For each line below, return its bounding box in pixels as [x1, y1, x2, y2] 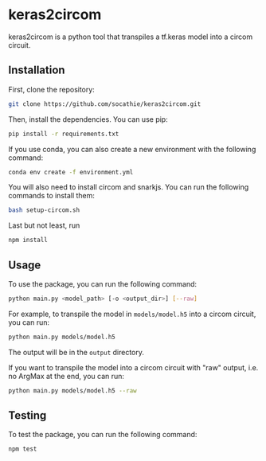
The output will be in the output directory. [8, 347, 145, 357]
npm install [8, 236, 48, 244]
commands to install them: [8, 191, 96, 201]
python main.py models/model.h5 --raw [8, 386, 137, 395]
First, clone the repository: [8, 84, 96, 94]
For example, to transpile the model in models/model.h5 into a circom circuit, [8, 309, 256, 318]
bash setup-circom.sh [8, 206, 80, 214]
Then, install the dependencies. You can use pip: [8, 114, 169, 124]
